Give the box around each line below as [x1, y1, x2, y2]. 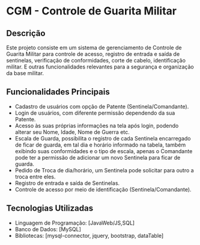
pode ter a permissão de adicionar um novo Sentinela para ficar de [14, 154, 181, 161]
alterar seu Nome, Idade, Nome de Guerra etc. [14, 128, 130, 136]
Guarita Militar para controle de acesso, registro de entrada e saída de [6, 50, 180, 58]
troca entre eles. [14, 173, 56, 180]
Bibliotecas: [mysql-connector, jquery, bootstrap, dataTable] [14, 232, 164, 239]
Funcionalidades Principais [6, 87, 110, 97]
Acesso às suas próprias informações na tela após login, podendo [14, 122, 179, 129]
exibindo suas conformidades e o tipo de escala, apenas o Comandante [14, 147, 193, 154]
